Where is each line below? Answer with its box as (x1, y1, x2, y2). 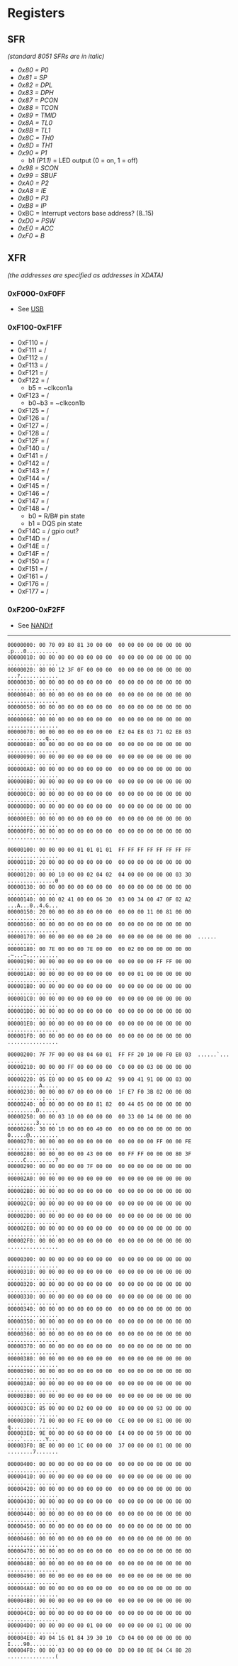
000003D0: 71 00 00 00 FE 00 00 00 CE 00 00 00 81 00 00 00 (7, 1417, 192, 1424)
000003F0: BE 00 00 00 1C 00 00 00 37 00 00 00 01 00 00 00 (7, 1442, 192, 1449)
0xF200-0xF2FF (7, 605, 65, 615)
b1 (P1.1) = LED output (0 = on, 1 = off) (28, 156, 138, 165)
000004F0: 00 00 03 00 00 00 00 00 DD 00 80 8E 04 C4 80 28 (7, 1647, 192, 1654)
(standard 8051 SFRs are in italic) (7, 52, 105, 60)
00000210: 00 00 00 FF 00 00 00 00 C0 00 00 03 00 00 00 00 (7, 1063, 192, 1070)
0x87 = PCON (17, 96, 59, 104)
